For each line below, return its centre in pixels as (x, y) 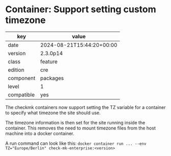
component (22, 78)
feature (49, 61)
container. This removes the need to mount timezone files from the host (80, 128)
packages (52, 78)
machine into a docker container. (40, 133)
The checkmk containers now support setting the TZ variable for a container (86, 107)
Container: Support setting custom (81, 9)
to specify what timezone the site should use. (53, 113)
